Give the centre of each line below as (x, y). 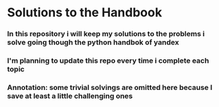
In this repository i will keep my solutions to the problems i (106, 34)
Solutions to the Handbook (85, 13)
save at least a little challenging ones (70, 95)
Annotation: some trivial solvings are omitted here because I (110, 87)
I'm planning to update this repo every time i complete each (108, 61)
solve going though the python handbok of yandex (93, 42)
